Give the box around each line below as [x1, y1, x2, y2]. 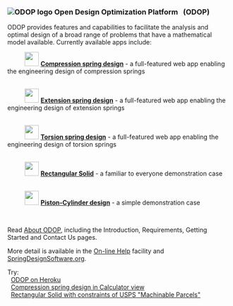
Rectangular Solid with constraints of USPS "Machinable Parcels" [10, 290, 201, 299]
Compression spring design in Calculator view [10, 283, 145, 292]
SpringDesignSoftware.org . [7, 255, 87, 263]
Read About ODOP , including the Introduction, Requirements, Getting [7, 226, 208, 234]
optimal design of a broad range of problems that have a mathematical [7, 30, 213, 39]
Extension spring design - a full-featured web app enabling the [40, 96, 226, 105]
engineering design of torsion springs [7, 140, 116, 149]
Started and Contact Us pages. [7, 233, 97, 242]
